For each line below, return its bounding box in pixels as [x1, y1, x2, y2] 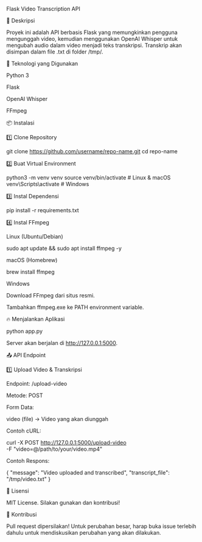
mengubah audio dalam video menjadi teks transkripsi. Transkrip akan [6, 42, 183, 49]
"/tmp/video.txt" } [6, 476, 50, 482]
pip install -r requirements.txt [6, 207, 79, 214]
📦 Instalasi [6, 119, 35, 127]
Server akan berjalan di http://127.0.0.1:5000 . [6, 339, 117, 346]
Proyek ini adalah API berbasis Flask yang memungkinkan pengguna [6, 29, 178, 36]
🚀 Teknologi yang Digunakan [6, 60, 78, 67]
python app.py [6, 328, 43, 335]
